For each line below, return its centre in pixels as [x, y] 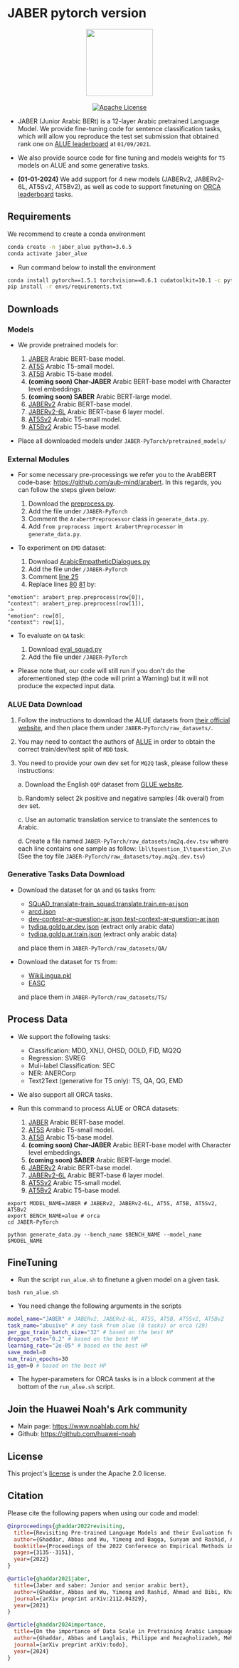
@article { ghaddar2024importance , [57, 1625]
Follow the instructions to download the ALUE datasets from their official [124, 720]
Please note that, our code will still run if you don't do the [101, 671]
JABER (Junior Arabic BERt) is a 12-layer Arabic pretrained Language [118, 121]
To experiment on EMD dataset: [62, 548]
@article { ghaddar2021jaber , [49, 1579]
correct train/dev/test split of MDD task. [73, 749]
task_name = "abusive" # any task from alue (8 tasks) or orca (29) [108, 1326]
